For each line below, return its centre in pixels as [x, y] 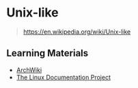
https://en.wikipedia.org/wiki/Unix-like [77, 32]
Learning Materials [47, 53]
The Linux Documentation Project [63, 77]
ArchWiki [29, 69]
